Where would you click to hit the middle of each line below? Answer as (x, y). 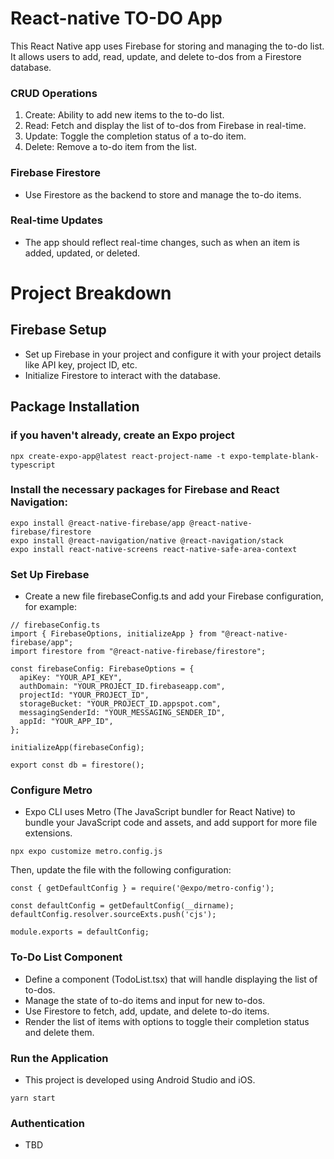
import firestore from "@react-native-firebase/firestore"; (138, 652)
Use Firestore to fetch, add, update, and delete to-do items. (147, 1011)
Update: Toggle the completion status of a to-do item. (135, 136)
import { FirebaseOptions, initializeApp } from (113, 634)
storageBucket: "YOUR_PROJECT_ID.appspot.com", (120, 704)
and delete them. (59, 1032)
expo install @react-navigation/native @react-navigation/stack (147, 540)
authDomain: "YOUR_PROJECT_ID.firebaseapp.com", (122, 687)
